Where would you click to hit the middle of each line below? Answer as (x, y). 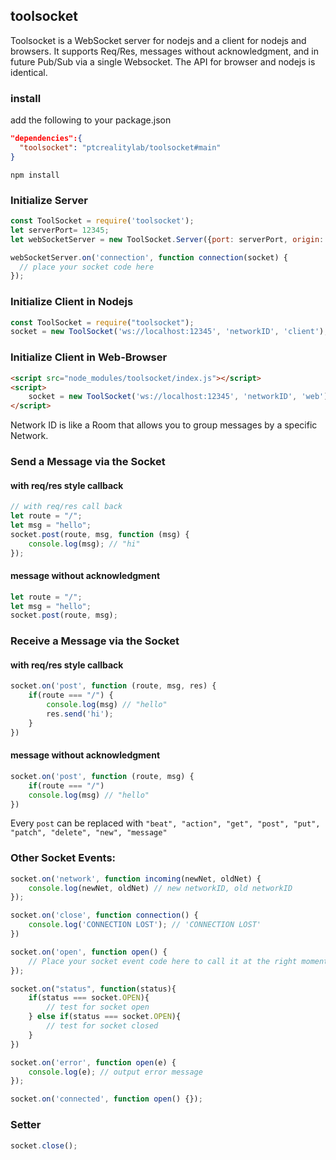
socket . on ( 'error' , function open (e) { (93, 1062)
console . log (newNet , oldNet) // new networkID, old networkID (160, 888)
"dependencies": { (46, 139)
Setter (26, 1125)
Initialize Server (49, 200)
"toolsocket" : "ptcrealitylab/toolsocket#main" (120, 147)
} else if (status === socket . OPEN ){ (105, 1017)
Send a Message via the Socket (88, 462)
